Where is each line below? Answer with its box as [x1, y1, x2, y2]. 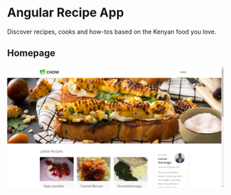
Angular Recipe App [7, 5, 124, 21]
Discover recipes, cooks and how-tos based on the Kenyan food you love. [7, 27, 217, 36]
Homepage [7, 47, 56, 59]
